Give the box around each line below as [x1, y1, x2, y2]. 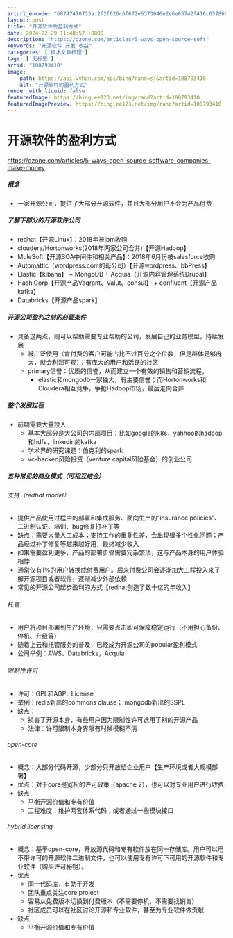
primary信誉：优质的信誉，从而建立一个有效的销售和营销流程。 [27, 366, 208, 375]
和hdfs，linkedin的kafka [27, 437, 97, 445]
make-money [7, 163, 45, 172]
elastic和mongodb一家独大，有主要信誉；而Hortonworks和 [37, 375, 207, 384]
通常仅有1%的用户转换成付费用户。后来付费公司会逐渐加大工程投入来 [17, 566, 215, 574]
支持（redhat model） [7, 491, 70, 499]
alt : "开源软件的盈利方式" [19, 81, 88, 88]
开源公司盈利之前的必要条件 [7, 313, 87, 322]
